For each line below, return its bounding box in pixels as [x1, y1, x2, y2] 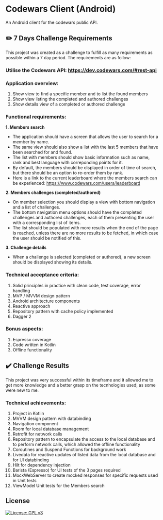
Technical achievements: [5, 399, 66, 406]
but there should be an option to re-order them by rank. [12, 170, 124, 176]
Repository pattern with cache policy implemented [12, 308, 114, 314]
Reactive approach [12, 303, 50, 309]
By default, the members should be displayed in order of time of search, [12, 165, 157, 171]
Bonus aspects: [5, 326, 43, 332]
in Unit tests [12, 477, 37, 483]
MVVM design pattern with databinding [12, 416, 91, 421]
